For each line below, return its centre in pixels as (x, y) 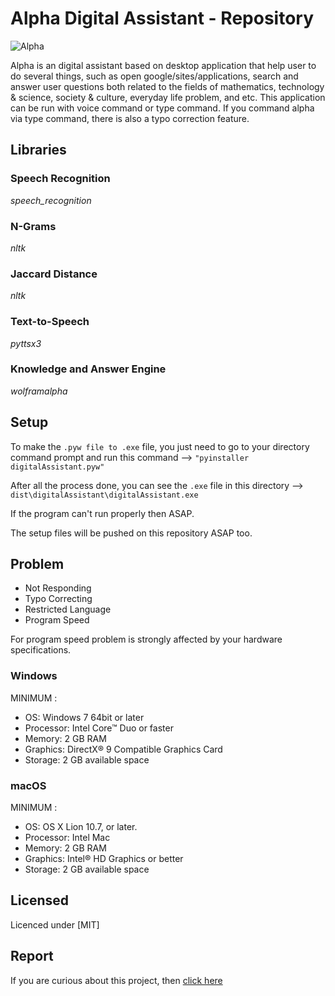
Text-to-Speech (50, 322)
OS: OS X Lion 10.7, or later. (81, 827)
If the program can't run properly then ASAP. (102, 513)
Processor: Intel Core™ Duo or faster (99, 728)
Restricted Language (68, 609)
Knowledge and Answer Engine (88, 369)
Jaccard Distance (54, 274)
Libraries (38, 150)
